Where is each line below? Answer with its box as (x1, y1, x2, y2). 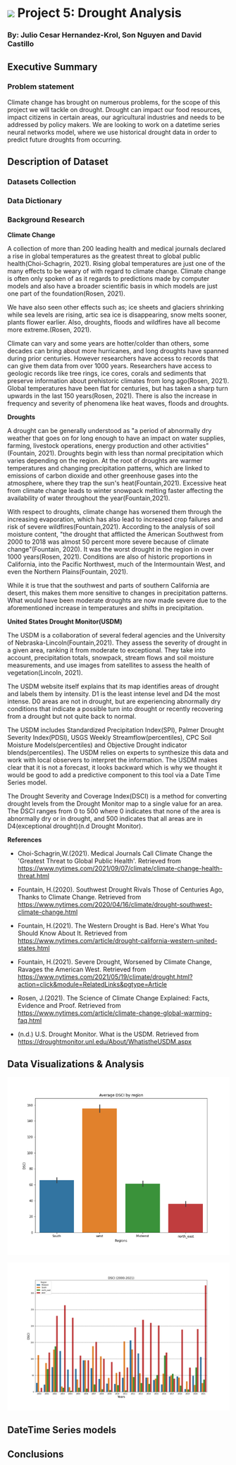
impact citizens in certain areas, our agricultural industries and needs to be (7, 113, 225, 121)
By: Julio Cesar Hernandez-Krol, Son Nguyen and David (7, 30, 202, 40)
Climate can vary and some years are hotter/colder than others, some (7, 339, 209, 348)
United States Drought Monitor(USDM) (7, 617, 123, 626)
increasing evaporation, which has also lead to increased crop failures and (7, 515, 223, 523)
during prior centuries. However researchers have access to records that (7, 354, 219, 363)
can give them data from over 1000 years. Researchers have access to (7, 362, 213, 370)
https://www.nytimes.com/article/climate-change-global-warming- (17, 1009, 213, 1017)
